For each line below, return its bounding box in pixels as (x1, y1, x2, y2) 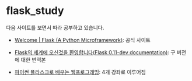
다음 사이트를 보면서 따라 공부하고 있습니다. (6, 24, 104, 31)
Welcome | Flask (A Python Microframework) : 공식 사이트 (14, 36, 151, 43)
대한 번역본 (20, 56, 46, 63)
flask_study (6, 4, 64, 17)
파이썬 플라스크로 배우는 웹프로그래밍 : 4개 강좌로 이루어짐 (14, 68, 146, 75)
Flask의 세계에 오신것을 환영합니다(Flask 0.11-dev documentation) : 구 (14, 48, 176, 56)
